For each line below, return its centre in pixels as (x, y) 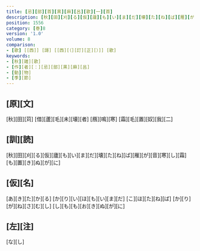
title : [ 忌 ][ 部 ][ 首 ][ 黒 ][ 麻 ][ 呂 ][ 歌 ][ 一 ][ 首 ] (60, 12)
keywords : (18, 56)
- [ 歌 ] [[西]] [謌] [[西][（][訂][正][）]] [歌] (61, 51)
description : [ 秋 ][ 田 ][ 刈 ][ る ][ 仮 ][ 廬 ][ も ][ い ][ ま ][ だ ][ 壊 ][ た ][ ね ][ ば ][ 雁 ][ (98, 17)
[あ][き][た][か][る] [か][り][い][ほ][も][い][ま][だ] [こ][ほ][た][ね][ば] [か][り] (99, 198)
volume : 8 (18, 39)
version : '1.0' (25, 34)
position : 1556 (25, 23)
